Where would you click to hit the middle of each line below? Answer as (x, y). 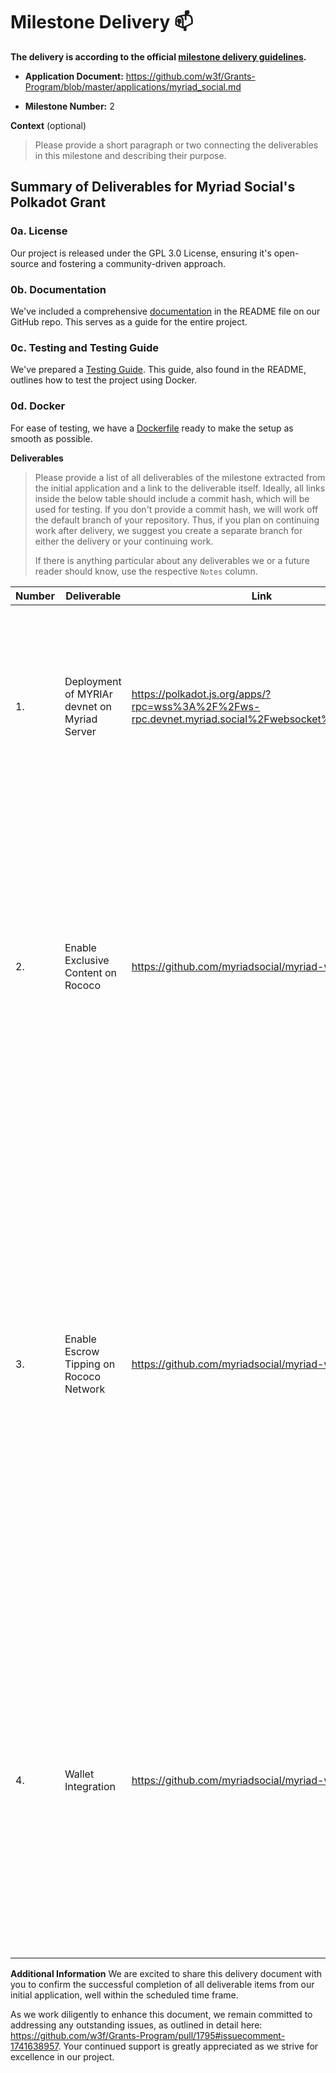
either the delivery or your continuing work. (124, 541)
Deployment (93, 681)
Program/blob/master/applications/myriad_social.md (133, 86)
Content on (91, 972)
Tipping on (90, 1364)
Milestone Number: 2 (69, 106)
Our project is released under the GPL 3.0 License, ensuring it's (141, 253)
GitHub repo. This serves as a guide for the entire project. (129, 321)
